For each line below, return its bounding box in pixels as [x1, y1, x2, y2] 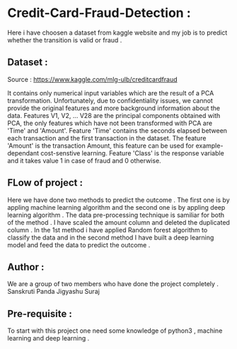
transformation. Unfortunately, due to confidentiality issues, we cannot [7, 96, 214, 105]
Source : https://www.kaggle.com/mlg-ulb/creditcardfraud [7, 75, 178, 83]
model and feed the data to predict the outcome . [7, 240, 151, 249]
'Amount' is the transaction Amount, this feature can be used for [7, 141, 195, 150]
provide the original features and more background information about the [7, 104, 221, 112]
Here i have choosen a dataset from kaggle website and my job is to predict [7, 28, 228, 37]
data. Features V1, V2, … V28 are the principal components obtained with [7, 111, 221, 119]
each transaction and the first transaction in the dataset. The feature [7, 134, 207, 142]
